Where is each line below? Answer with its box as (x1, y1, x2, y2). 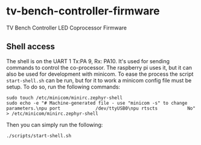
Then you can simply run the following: (6, 121, 103, 128)
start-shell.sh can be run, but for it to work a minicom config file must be (6, 76, 192, 84)
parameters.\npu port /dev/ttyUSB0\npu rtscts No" (6, 105, 196, 111)
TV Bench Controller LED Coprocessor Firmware (6, 24, 127, 31)
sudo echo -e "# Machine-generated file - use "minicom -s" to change (6, 100, 188, 106)
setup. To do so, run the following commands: (6, 83, 121, 90)
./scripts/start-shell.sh (6, 132, 71, 139)
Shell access (6, 42, 56, 52)
